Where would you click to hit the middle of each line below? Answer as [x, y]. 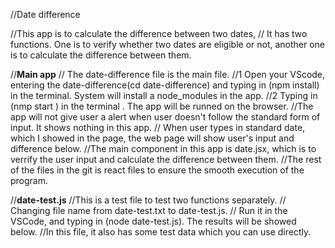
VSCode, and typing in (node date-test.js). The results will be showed [153, 221]
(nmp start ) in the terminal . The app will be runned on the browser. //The [162, 106]
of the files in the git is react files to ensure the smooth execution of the [157, 170]
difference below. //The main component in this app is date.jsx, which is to [163, 148]
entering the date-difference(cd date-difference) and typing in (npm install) [165, 85]
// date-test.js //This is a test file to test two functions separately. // [148, 200]
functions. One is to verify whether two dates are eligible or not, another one [168, 44]
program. [29, 180]
